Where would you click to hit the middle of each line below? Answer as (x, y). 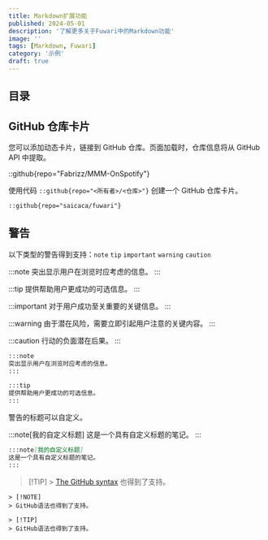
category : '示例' (37, 54)
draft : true (28, 62)
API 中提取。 (30, 158)
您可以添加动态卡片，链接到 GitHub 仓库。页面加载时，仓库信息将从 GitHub (134, 148)
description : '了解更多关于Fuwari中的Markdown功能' (91, 31)
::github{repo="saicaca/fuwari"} (65, 206)
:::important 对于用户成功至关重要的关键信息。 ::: (90, 306)
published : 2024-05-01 (47, 24)
